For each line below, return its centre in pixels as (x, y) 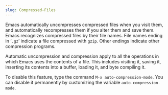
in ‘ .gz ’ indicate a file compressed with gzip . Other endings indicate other (82, 41)
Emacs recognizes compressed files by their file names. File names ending (84, 35)
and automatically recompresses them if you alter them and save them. (80, 30)
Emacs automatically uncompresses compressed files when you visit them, (84, 25)
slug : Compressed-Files (31, 10)
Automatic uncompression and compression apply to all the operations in (82, 56)
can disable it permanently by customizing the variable (63, 82)
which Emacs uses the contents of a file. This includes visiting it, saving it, (83, 61)
